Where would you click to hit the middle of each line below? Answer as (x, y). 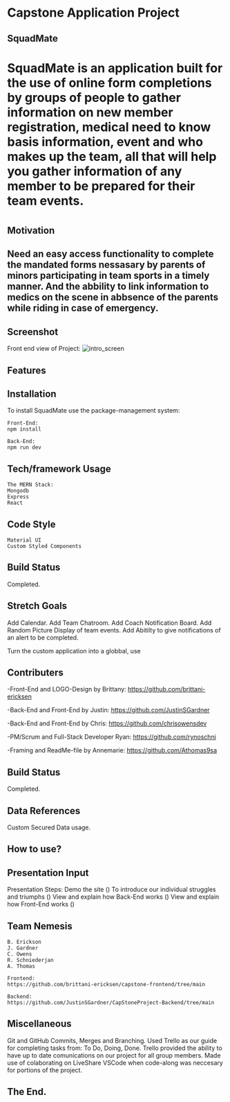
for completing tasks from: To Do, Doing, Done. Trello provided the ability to (115, 1048)
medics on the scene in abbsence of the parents (113, 297)
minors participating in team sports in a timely (108, 276)
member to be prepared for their (101, 186)
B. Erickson (24, 942)
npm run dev (24, 448)
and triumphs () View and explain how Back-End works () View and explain (113, 897)
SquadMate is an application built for (115, 68)
